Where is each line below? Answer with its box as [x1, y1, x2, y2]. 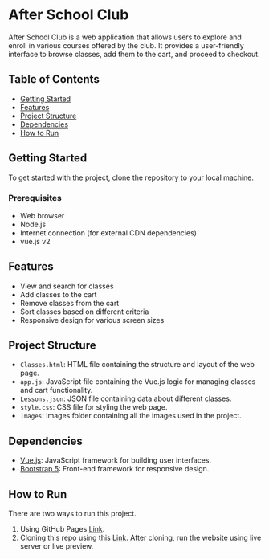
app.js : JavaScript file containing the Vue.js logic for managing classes [19, 377, 256, 386]
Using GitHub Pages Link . [19, 524, 105, 534]
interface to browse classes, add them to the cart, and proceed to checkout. [8, 49, 260, 59]
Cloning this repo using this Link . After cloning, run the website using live [19, 532, 262, 543]
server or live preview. [19, 541, 94, 551]
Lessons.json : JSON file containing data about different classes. [19, 394, 232, 403]
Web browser [19, 210, 65, 220]
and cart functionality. [19, 386, 93, 395]
